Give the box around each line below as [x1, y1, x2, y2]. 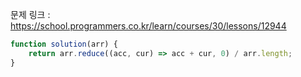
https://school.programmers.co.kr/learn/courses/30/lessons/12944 [10, 20, 287, 32]
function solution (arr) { [10, 39, 118, 49]
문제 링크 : [10, 9, 51, 20]
